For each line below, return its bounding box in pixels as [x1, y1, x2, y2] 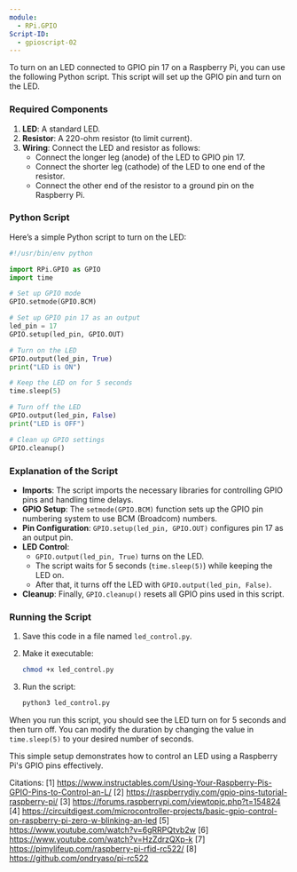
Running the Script [9, 610, 91, 622]
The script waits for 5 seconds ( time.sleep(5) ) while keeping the [35, 560, 273, 571]
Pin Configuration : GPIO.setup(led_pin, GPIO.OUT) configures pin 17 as [21, 522, 284, 533]
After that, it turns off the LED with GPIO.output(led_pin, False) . [35, 579, 272, 590]
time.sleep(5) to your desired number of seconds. [9, 733, 194, 744]
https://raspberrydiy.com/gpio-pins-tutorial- [125, 787, 288, 797]
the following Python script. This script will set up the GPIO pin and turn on [9, 72, 282, 83]
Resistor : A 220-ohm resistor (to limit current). [21, 132, 192, 143]
